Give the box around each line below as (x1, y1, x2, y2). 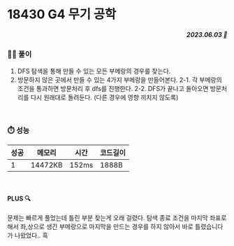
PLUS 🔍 (7, 194, 31, 203)
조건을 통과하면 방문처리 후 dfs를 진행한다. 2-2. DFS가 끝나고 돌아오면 (17, 84, 209, 93)
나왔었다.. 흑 (14, 231, 49, 240)
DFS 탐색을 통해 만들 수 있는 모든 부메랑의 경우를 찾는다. (17, 67, 171, 75)
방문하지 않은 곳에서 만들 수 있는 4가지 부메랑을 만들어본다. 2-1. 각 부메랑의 (17, 75, 222, 84)
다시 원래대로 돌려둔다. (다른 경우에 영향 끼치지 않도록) (30, 93, 179, 102)
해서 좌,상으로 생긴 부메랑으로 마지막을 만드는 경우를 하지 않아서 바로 (7, 222, 193, 231)
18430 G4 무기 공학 (7, 6, 117, 22)
